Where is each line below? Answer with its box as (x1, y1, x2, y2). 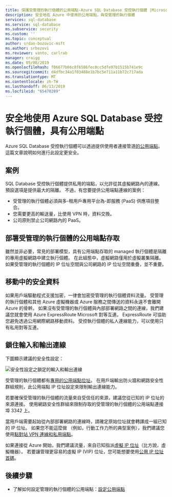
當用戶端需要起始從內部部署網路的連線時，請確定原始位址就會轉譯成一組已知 (5, 418, 167, 424)
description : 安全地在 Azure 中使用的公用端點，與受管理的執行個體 (5, 12, 135, 17)
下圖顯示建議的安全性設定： (5, 355, 64, 361)
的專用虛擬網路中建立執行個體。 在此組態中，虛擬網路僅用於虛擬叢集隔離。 (5, 255, 164, 261)
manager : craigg (5, 55, 40, 61)
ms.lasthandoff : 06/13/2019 (5, 84, 66, 89)
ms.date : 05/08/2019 (5, 60, 50, 65)
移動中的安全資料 (5, 278, 59, 286)
